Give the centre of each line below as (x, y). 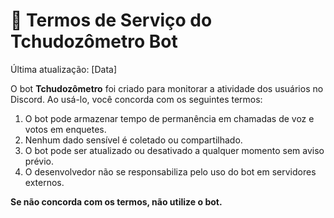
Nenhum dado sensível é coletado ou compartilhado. (133, 140)
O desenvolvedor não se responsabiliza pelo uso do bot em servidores (170, 171)
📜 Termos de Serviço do (111, 20)
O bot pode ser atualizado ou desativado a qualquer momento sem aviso (174, 150)
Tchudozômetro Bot (94, 41)
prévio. (39, 161)
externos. (44, 182)
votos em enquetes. (65, 129)
